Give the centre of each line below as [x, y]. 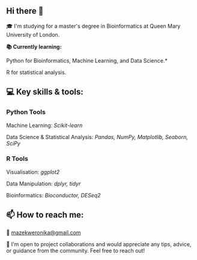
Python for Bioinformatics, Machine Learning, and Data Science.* [87, 60]
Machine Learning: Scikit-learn [44, 125]
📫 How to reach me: [45, 215]
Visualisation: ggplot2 [33, 172]
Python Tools [26, 112]
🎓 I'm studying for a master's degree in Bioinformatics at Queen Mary [93, 26]
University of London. [33, 34]
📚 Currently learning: [34, 46]
